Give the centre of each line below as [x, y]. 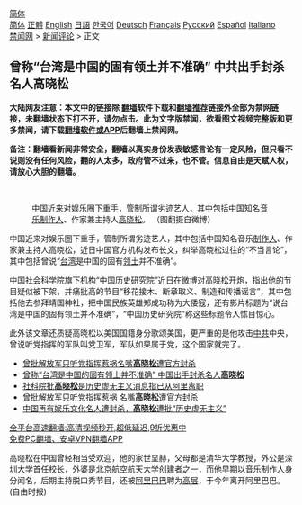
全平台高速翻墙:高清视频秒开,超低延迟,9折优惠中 [98, 427]
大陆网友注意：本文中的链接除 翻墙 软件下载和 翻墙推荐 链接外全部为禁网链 [144, 107]
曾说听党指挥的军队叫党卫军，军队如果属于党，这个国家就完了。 [127, 344]
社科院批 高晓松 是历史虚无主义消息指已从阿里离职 [113, 385]
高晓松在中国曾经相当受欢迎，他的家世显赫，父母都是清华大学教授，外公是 [147, 457]
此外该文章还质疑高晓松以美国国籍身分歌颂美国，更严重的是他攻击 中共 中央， [151, 333]
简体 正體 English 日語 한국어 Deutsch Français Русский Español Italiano [142, 25]
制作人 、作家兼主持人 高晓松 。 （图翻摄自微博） [127, 219]
